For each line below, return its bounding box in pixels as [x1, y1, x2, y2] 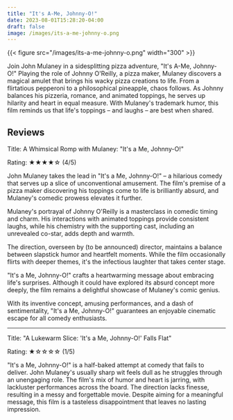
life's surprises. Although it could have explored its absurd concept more [7, 278, 215, 287]
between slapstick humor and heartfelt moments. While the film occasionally [7, 251, 226, 259]
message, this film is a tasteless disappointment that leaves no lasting [7, 398, 207, 406]
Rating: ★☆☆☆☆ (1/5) [7, 348, 75, 356]
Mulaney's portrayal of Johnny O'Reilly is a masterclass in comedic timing [7, 208, 218, 216]
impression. [7, 405, 41, 414]
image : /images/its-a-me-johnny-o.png [7, 29, 119, 37]
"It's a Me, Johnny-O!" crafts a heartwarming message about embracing [7, 271, 214, 280]
